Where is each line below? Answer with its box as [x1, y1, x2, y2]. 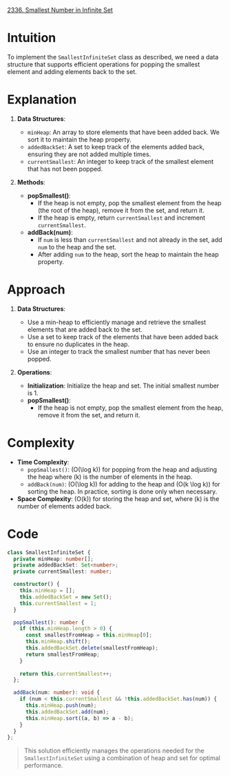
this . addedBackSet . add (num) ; [25, 708, 109, 715]
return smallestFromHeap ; [25, 651, 100, 658]
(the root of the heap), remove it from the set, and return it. [37, 206, 205, 214]
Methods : [17, 178, 46, 186]
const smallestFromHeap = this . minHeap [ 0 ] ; [25, 632, 153, 638]
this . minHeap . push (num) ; [25, 702, 97, 709]
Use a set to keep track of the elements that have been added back [27, 332, 219, 341]
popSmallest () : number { [13, 618, 85, 626]
